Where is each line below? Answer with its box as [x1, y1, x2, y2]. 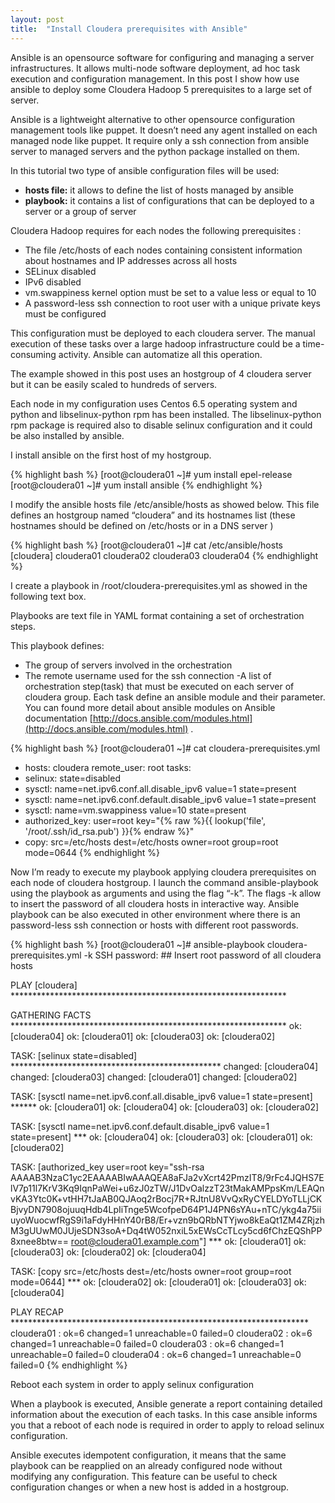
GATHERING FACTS [10, 1009, 92, 1021]
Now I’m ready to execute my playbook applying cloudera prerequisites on [10, 866, 317, 878]
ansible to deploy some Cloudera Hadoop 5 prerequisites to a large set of [10, 83, 313, 95]
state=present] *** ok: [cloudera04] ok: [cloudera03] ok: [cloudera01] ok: [10, 1131, 313, 1143]
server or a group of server [24, 205, 137, 217]
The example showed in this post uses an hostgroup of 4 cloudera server [10, 367, 312, 380]
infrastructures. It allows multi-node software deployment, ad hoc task [10, 62, 301, 74]
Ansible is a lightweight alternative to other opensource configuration [10, 113, 296, 125]
